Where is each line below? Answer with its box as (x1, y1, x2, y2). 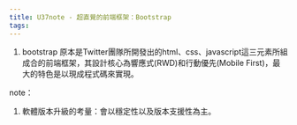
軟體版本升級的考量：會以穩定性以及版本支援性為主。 (21, 106, 217, 116)
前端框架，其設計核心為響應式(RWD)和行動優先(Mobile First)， (45, 57, 273, 68)
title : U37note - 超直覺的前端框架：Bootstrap (9, 12, 172, 22)
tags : (9, 21, 29, 30)
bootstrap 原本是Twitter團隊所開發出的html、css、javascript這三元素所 (21, 46, 281, 57)
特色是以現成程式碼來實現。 (37, 68, 139, 79)
